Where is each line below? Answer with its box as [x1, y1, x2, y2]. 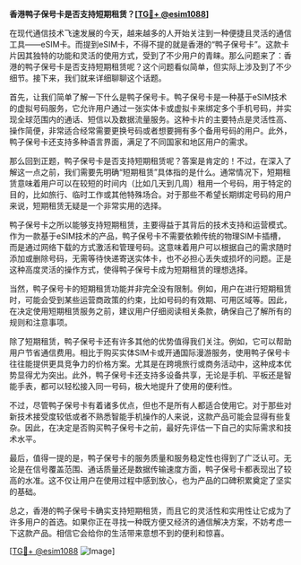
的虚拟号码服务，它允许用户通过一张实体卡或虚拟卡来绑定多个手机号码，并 [9, 103, 284, 113]
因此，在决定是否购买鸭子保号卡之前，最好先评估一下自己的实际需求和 [24, 422, 284, 433]
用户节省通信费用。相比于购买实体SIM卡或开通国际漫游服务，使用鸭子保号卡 [9, 347, 291, 358]
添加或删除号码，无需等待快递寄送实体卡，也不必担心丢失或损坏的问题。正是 [9, 253, 292, 264]
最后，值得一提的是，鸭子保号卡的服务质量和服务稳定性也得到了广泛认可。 [9, 453, 284, 463]
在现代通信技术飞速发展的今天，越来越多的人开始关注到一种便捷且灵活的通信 [9, 28, 292, 39]
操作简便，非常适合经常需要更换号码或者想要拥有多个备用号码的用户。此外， [9, 126, 292, 135]
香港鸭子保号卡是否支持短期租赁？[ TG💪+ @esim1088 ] [9, 9, 210, 19]
